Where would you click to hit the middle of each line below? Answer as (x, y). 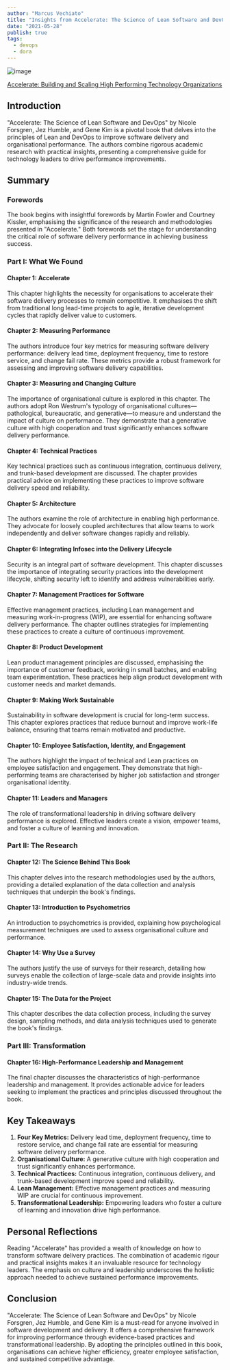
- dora (23, 52)
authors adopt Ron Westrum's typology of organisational (87, 406)
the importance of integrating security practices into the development (105, 571)
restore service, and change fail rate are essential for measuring (107, 1145)
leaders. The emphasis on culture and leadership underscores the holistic (111, 1270)
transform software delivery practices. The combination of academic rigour (113, 1256)
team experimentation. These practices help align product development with (115, 677)
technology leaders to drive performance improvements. (87, 159)
